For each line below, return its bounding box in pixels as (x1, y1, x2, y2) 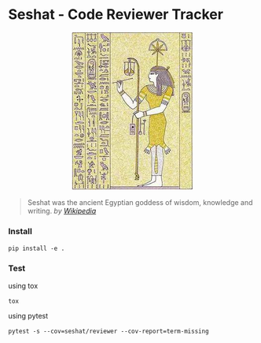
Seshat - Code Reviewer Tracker (8, 6, 224, 24)
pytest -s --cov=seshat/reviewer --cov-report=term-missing (8, 327, 210, 335)
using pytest (8, 311, 49, 320)
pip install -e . (8, 244, 65, 253)
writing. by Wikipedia (27, 206, 97, 215)
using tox (8, 281, 39, 290)
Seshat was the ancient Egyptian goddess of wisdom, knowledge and (27, 197, 253, 207)
